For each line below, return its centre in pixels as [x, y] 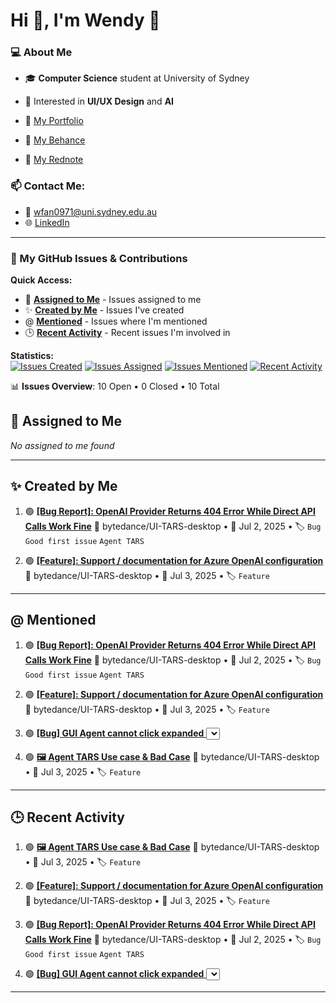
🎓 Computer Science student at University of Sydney [137, 78]
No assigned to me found [62, 445]
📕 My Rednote [54, 160]
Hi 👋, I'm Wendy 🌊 [85, 20]
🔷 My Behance [55, 140]
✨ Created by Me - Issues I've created [104, 310]
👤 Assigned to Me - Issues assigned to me [113, 300]
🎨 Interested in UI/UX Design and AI [99, 101]
